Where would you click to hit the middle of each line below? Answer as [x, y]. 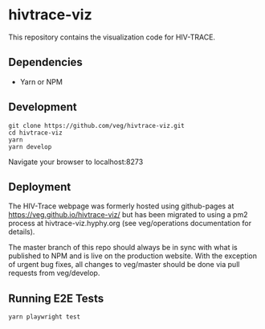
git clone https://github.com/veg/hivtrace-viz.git [96, 125]
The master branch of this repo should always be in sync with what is [123, 248]
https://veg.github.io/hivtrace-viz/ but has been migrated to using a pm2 [128, 215]
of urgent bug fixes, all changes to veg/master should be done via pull [124, 265]
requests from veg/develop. [54, 273]
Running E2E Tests [56, 298]
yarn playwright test [45, 317]
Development [43, 107]
